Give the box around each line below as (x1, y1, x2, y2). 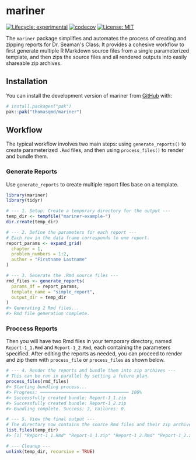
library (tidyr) (6, 198, 43, 203)
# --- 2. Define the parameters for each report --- (6, 229, 137, 235)
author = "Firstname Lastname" (11, 257, 87, 262)
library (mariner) (6, 192, 48, 198)
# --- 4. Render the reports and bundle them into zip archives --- (6, 368, 176, 373)
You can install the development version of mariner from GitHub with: (6, 92, 172, 99)
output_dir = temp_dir (11, 294, 66, 300)
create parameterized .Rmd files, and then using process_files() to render (6, 147, 184, 154)
